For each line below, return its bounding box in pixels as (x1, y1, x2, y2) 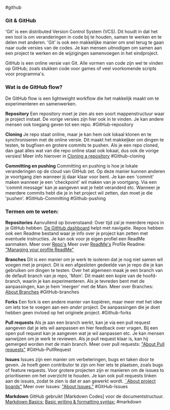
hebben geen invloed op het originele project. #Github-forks (5, 309, 131, 315)
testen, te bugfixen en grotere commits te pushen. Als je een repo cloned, (5, 142, 159, 148)
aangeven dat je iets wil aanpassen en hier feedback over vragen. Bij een (5, 324, 158, 331)
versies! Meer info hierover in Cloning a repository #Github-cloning (5, 153, 146, 159)
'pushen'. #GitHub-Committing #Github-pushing (5, 195, 106, 201)
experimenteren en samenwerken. (5, 100, 77, 106)
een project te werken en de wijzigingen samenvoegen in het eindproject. (5, 50, 159, 57)
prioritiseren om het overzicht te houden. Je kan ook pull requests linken (5, 372, 157, 378)
